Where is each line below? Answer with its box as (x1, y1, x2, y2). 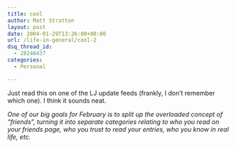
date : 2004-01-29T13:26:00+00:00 (7, 30, 107, 38)
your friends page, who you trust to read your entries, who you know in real (7, 125, 230, 133)
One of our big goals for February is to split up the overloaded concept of (7, 110, 223, 118)
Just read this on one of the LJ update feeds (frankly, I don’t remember (7, 89, 215, 97)
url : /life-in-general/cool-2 (7, 37, 97, 44)
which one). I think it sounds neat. (7, 96, 107, 105)
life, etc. (7, 132, 31, 141)
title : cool (7, 10, 43, 18)
